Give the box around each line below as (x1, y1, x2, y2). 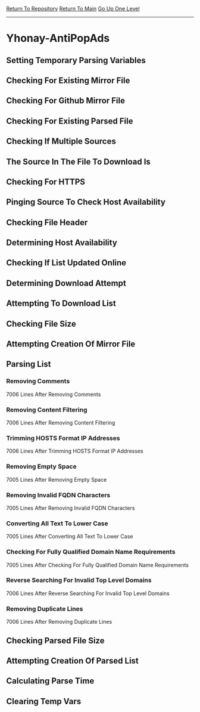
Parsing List (6, 359, 51, 369)
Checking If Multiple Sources (6, 137, 116, 147)
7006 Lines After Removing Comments (6, 391, 101, 398)
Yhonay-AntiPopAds (6, 32, 110, 45)
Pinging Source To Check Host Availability (6, 197, 165, 208)
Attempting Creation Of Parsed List (6, 655, 139, 665)
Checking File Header (6, 217, 88, 227)
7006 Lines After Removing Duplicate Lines (6, 618, 112, 626)
